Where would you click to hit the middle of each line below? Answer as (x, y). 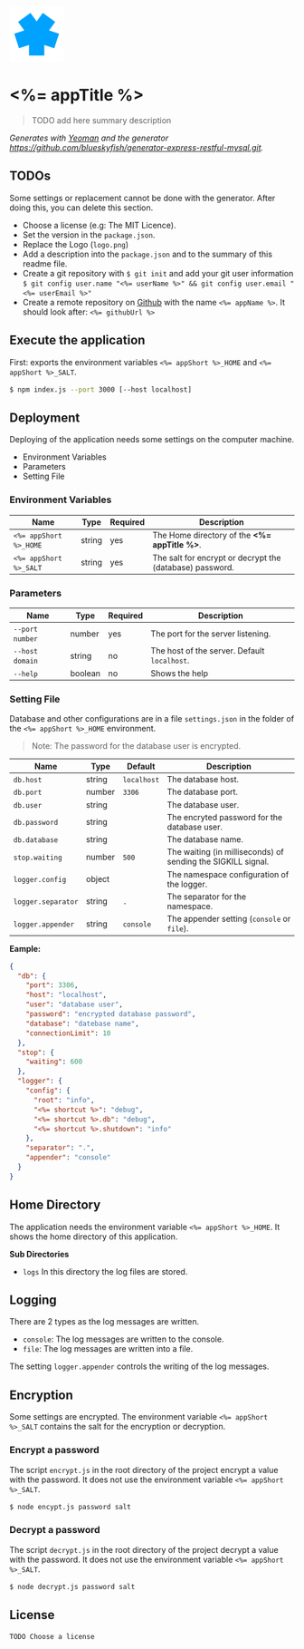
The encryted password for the (225, 817)
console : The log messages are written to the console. (123, 1339)
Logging (33, 1300)
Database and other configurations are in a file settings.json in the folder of (152, 719)
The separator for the (207, 897)
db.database (36, 840)
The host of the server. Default (208, 651)
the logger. (187, 884)
